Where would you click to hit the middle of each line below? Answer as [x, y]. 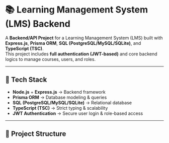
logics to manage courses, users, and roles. [51, 59]
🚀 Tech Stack [26, 80]
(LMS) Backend [38, 24]
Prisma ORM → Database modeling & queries [60, 97]
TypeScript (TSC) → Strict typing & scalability [60, 108]
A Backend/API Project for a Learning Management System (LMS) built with [84, 38]
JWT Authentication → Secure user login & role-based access [78, 113]
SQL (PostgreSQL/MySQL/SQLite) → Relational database [72, 102]
